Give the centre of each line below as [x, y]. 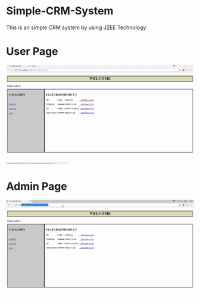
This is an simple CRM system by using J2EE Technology [76, 27]
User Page [32, 51]
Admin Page [37, 187]
